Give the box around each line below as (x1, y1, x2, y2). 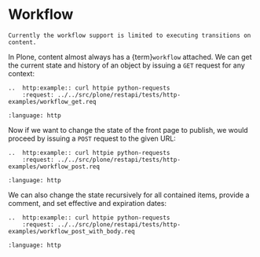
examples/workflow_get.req (8, 97, 97, 105)
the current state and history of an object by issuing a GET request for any (8, 61, 245, 70)
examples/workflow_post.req (8, 163, 101, 171)
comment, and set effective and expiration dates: (8, 198, 167, 207)
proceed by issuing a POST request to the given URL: (8, 134, 177, 143)
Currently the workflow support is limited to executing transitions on (8, 31, 251, 39)
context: (8, 68, 35, 78)
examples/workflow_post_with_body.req (8, 227, 135, 235)
